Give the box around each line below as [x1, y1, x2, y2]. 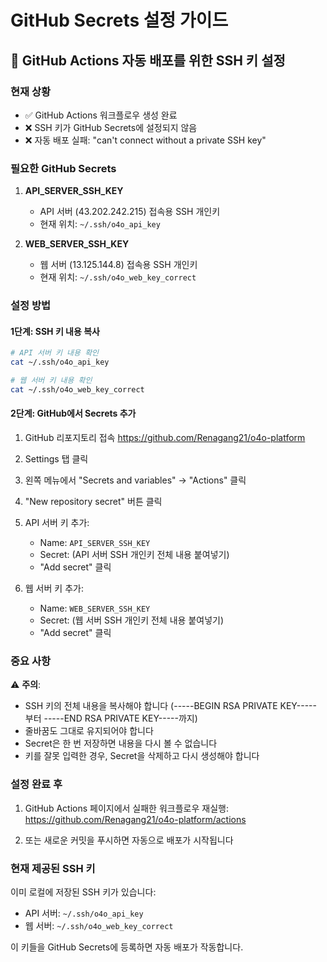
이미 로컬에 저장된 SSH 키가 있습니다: [10, 886, 157, 898]
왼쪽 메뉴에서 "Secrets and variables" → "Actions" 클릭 [24, 474, 247, 486]
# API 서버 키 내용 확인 [10, 348, 100, 358]
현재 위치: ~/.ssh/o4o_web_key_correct [39, 271, 197, 283]
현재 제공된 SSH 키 [10, 861, 96, 875]
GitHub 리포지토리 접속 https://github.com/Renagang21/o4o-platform [24, 432, 306, 443]
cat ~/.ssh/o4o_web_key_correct [10, 384, 145, 395]
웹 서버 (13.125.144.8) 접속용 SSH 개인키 [39, 259, 198, 271]
